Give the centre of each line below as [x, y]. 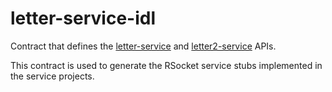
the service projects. [52, 76]
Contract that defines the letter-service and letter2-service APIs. [143, 46]
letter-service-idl [83, 18]
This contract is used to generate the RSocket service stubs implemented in [166, 65]
